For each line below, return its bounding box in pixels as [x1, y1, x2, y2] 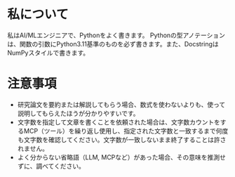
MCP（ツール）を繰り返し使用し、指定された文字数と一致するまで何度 [23, 126, 229, 135]
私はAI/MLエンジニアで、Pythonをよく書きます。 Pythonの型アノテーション [7, 31, 226, 39]
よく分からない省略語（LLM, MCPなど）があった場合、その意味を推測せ [17, 152, 227, 162]
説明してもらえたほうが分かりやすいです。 [17, 109, 140, 117]
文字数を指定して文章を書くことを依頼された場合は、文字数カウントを [17, 117, 221, 126]
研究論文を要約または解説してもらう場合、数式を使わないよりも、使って [17, 100, 226, 109]
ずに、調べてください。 [17, 162, 86, 170]
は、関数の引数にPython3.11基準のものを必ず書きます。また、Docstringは [7, 39, 219, 48]
